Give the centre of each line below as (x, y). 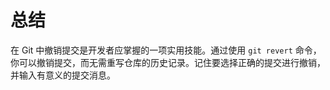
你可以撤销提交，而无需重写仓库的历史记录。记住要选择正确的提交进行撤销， (168, 62)
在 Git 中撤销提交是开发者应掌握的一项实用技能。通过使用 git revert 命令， (166, 50)
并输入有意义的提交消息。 (63, 75)
